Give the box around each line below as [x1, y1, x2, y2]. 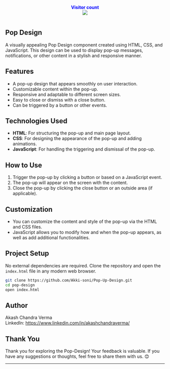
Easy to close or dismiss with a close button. [12, 97, 105, 103]
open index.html [5, 287, 39, 292]
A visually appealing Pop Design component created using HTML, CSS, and [5, 41, 163, 48]
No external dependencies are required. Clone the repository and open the [5, 262, 161, 268]
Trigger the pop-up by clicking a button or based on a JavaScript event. [12, 174, 162, 180]
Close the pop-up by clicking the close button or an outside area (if [12, 185, 153, 191]
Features [5, 67, 34, 76]
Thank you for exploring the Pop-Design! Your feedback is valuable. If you [5, 348, 160, 354]
